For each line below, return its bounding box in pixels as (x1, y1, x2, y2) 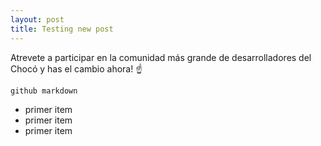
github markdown (10, 86, 78, 96)
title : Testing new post (10, 24, 114, 34)
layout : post (10, 14, 65, 25)
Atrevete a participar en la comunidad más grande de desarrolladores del (10, 51, 312, 63)
